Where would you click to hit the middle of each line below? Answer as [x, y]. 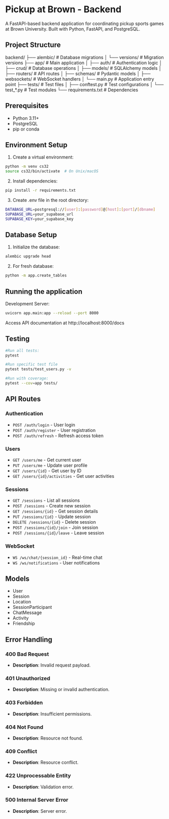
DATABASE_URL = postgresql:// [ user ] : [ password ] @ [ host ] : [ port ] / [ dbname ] [80, 210]
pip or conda [26, 129]
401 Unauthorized [28, 678]
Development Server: [27, 304]
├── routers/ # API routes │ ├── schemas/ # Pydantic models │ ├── [78, 73]
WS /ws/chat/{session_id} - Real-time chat [57, 557]
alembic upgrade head [28, 257]
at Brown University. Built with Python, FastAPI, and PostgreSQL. [73, 29]
